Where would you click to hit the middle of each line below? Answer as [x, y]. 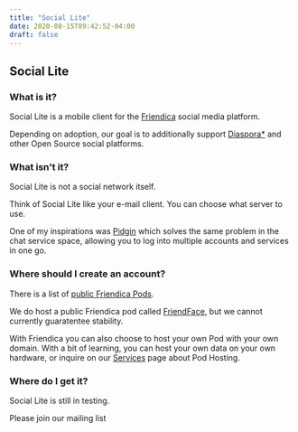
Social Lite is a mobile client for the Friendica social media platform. [135, 117]
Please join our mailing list [58, 418]
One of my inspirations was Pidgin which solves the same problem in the [144, 231]
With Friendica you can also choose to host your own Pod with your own [144, 338]
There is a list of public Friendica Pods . [82, 294]
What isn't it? [39, 166]
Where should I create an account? [88, 274]
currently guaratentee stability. [66, 321]
